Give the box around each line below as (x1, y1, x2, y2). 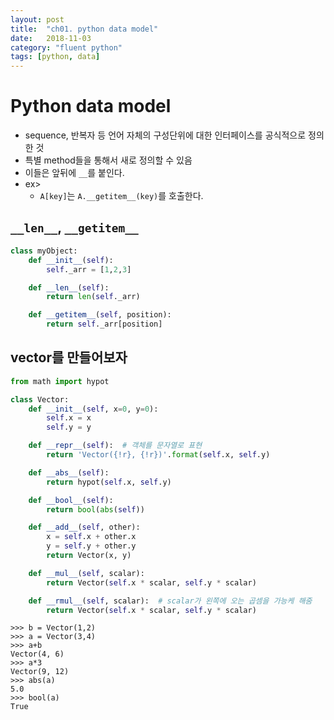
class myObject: (10, 246, 78, 256)
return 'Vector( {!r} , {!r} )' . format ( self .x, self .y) (46, 450, 271, 460)
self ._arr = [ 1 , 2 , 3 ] (46, 264, 132, 275)
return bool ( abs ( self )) (46, 504, 145, 515)
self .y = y (46, 422, 92, 433)
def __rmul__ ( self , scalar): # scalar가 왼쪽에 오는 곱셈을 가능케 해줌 (28, 596, 313, 606)
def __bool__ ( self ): (28, 495, 114, 505)
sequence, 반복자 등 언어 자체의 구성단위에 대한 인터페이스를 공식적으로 (24, 129, 307, 141)
